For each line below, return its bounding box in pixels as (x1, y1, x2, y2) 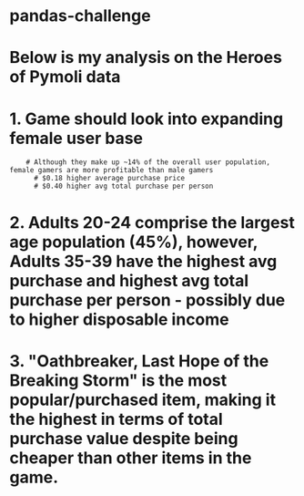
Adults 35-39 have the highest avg (9, 251, 278, 272)
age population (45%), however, (9, 232, 258, 252)
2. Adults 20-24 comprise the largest (9, 212, 296, 232)
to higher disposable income (9, 309, 229, 329)
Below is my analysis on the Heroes (9, 47, 282, 68)
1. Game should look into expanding (9, 108, 284, 129)
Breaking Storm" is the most (9, 370, 228, 390)
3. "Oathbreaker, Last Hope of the (9, 350, 269, 371)
